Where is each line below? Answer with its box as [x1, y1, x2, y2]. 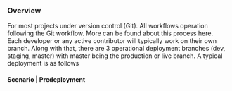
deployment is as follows [7, 59, 79, 68]
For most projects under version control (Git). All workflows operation [7, 22, 209, 30]
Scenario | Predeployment [7, 75, 86, 83]
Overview [7, 6, 41, 16]
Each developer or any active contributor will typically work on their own [7, 37, 217, 45]
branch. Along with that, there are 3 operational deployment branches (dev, [7, 44, 226, 53]
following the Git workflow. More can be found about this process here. [7, 29, 213, 37]
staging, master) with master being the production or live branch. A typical [7, 51, 223, 60]
